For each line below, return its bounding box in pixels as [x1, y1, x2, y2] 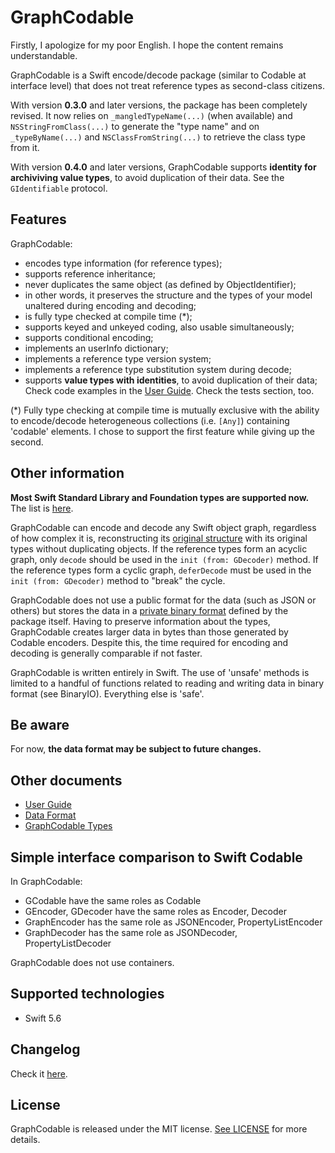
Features [10, 211, 67, 228]
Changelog [10, 1041, 81, 1058]
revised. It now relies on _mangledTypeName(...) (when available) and [10, 109, 293, 121]
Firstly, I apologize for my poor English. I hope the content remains [10, 39, 284, 51]
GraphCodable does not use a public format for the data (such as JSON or [10, 594, 317, 606]
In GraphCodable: [10, 876, 83, 887]
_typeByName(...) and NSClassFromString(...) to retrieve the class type [10, 131, 306, 143]
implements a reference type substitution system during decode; [24, 363, 292, 375]
